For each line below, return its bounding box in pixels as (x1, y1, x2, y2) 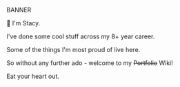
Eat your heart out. (6, 72, 60, 80)
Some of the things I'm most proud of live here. (6, 46, 141, 53)
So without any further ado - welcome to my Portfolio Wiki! (6, 59, 173, 67)
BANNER (6, 6, 32, 14)
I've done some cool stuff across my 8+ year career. (6, 32, 155, 40)
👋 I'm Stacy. (6, 19, 41, 27)
